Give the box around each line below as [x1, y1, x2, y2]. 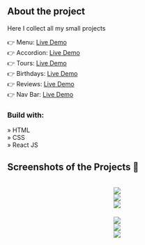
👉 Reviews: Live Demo [7, 79, 75, 88]
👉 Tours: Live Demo [7, 58, 68, 67]
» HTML [7, 126, 31, 134]
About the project [7, 6, 86, 17]
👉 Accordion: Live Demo [7, 48, 80, 56]
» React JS [7, 141, 38, 149]
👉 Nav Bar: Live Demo [7, 90, 74, 98]
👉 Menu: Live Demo [7, 38, 68, 46]
